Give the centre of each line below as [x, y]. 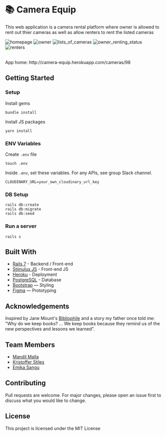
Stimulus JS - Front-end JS [40, 269]
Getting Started [30, 78]
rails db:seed [20, 214]
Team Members [30, 345]
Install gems [18, 103]
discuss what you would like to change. [46, 400]
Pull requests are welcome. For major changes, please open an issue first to [83, 395]
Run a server [21, 226]
